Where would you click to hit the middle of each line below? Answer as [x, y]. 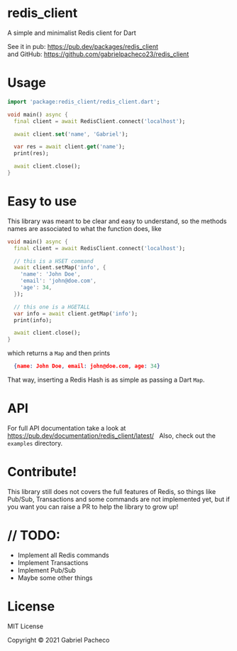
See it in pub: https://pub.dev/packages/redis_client [83, 46]
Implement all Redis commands [64, 555]
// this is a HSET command [54, 261]
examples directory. [35, 443]
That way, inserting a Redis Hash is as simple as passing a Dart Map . [106, 380]
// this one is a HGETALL [52, 307]
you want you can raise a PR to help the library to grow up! [93, 507]
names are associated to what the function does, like [84, 228]
